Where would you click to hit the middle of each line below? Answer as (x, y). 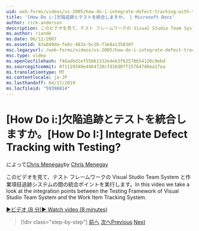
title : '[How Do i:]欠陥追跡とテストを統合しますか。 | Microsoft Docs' (90, 17)
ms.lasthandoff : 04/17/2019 (41, 83)
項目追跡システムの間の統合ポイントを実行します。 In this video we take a (100, 184)
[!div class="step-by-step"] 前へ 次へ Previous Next (83, 222)
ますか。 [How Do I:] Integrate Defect (97, 134)
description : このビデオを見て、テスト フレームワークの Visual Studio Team (94, 28)
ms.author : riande (29, 34)
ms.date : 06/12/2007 (32, 39)
